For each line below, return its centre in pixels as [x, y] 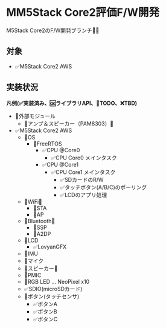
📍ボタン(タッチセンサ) [52, 296]
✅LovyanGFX [50, 247]
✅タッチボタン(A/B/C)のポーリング [104, 187]
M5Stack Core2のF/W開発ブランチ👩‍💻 [53, 30]
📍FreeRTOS [47, 144]
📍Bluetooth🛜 [40, 221]
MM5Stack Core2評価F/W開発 [83, 12]
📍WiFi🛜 [33, 201]
